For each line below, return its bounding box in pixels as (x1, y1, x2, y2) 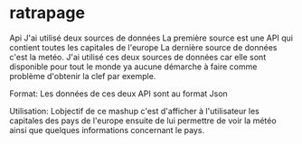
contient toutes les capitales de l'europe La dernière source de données (9, 41, 278, 52)
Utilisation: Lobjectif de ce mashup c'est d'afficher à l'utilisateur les (9, 105, 260, 116)
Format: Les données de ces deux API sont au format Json (9, 88, 228, 99)
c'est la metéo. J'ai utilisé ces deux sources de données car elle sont (9, 51, 267, 62)
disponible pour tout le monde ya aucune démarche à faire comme (9, 61, 258, 72)
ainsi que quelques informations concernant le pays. (9, 124, 205, 135)
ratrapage (9, 3, 86, 23)
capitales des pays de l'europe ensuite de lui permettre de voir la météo (9, 115, 278, 126)
